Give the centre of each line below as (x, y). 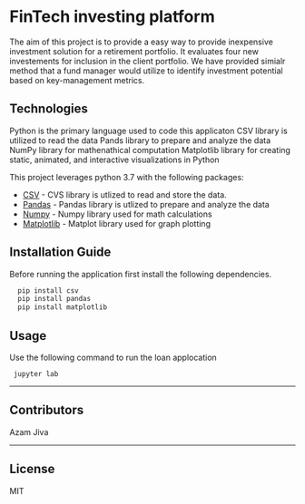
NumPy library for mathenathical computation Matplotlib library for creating (150, 150)
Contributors (47, 410)
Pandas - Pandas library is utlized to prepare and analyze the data (146, 204)
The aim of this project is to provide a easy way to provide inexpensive (142, 42)
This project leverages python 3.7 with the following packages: (127, 177)
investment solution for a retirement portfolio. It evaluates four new (134, 51)
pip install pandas (54, 299)
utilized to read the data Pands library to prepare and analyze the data (140, 140)
